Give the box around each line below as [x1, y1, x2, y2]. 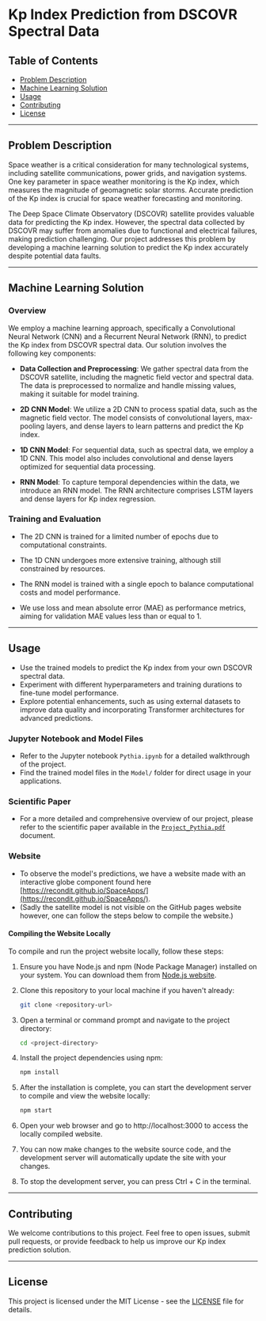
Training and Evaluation [8, 513, 101, 524]
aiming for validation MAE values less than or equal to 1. [19, 611, 202, 621]
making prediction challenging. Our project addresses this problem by [8, 234, 236, 243]
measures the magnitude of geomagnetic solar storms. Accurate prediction [8, 185, 253, 195]
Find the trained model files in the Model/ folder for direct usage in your [19, 767, 252, 777]
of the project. [19, 759, 66, 769]
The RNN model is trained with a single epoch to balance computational [19, 579, 254, 588]
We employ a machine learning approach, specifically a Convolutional [8, 323, 236, 333]
